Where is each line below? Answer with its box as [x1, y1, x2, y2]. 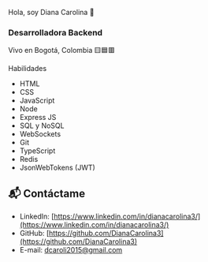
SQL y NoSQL [19, 121, 65, 130]
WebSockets [19, 129, 61, 139]
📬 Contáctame [8, 186, 85, 200]
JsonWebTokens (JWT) [19, 163, 96, 173]
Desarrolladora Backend [8, 27, 103, 38]
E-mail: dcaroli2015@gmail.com [19, 245, 123, 255]
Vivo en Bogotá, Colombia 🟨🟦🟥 [8, 46, 116, 55]
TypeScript [19, 146, 56, 155]
